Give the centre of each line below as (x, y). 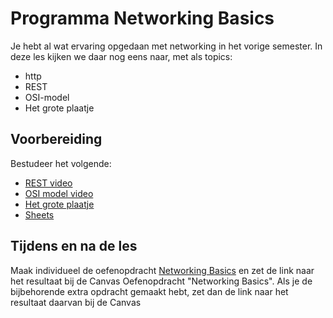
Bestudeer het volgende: (61, 163)
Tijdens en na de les (74, 246)
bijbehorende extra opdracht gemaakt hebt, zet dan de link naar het (149, 291)
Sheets (39, 214)
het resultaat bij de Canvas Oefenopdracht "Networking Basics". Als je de (161, 281)
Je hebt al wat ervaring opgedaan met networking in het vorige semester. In (166, 46)
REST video (48, 183)
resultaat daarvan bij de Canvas (76, 302)
